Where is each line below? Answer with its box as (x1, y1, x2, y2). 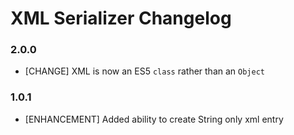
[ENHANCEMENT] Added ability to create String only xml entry (24, 113, 284, 125)
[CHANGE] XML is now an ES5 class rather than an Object (24, 65, 265, 77)
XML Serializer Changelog (10, 7, 232, 30)
